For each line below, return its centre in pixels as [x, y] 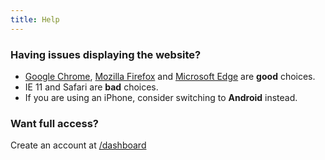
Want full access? [54, 123]
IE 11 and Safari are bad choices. [91, 87]
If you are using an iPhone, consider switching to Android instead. [161, 97]
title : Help [35, 19]
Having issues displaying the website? [106, 54]
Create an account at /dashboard [78, 145]
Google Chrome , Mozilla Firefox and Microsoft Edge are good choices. [170, 76]
